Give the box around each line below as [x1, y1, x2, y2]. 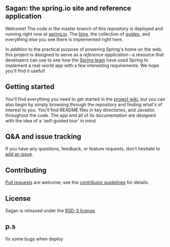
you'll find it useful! [5, 68, 46, 74]
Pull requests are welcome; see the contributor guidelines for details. [5, 179, 149, 186]
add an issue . [5, 151, 33, 157]
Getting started [5, 82, 55, 91]
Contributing [5, 166, 47, 174]
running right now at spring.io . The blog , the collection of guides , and [5, 30, 150, 37]
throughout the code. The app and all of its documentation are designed [5, 112, 156, 118]
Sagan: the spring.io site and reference [5, 4, 131, 13]
